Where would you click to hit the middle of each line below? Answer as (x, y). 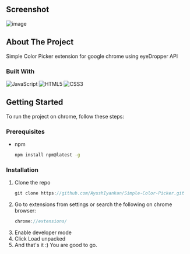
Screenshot (28, 10)
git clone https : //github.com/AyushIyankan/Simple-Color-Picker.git (99, 193)
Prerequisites (25, 131)
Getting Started (35, 102)
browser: (25, 211)
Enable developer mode (43, 232)
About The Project (40, 42)
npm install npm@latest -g (47, 155)
